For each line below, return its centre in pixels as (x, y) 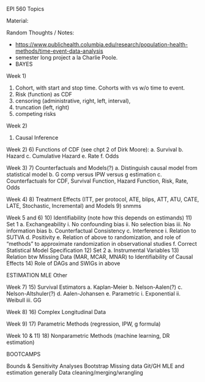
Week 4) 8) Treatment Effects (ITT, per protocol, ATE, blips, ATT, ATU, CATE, (103, 199)
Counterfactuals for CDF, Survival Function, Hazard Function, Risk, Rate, (97, 181)
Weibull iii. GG (24, 300)
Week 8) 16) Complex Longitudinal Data (56, 312)
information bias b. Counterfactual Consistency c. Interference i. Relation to (101, 231)
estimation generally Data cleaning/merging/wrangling (75, 372)
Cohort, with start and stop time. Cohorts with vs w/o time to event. (100, 88)
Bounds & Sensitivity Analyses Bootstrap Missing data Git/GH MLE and (95, 366)
